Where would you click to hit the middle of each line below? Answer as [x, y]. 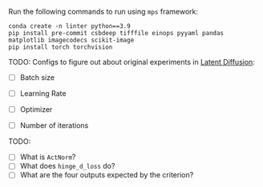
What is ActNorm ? [48, 157]
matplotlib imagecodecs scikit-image [71, 40]
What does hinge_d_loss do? [67, 166]
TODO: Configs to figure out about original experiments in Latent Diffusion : [131, 62]
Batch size [37, 78]
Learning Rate [43, 93]
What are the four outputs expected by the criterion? [107, 175]
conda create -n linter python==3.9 [69, 26]
